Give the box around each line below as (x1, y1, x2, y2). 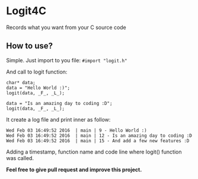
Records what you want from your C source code (6, 24, 126, 31)
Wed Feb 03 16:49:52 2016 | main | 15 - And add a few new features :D (6, 138, 190, 143)
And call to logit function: (6, 68, 68, 75)
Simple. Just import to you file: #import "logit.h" (6, 56, 127, 63)
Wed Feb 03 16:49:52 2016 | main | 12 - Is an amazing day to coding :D (6, 132, 193, 139)
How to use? (6, 41, 53, 51)
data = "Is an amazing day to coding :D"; (6, 100, 113, 106)
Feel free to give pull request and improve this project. (6, 166, 142, 173)
